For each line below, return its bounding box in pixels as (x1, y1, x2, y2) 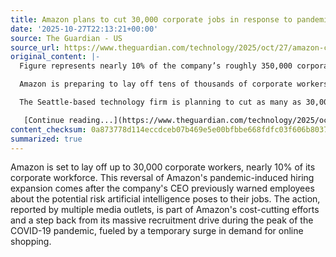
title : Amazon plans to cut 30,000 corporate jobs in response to (10, 14, 293, 25)
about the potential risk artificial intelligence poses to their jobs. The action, (10, 193, 321, 205)
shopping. (10, 236, 52, 248)
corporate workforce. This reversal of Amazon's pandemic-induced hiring (10, 172, 315, 184)
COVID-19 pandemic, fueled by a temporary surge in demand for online (10, 225, 304, 237)
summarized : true (10, 134, 83, 144)
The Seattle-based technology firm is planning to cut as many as (19, 97, 302, 107)
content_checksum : (10, 124, 87, 135)
